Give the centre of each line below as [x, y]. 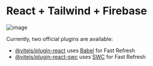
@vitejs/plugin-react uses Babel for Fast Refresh [75, 50]
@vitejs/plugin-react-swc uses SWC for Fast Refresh [80, 56]
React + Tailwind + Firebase [77, 11]
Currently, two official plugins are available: [60, 39]
